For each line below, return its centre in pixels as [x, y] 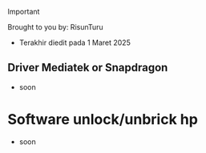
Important [24, 12]
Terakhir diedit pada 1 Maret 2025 [75, 42]
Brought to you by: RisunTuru [55, 27]
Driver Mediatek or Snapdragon [88, 68]
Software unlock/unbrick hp [103, 119]
